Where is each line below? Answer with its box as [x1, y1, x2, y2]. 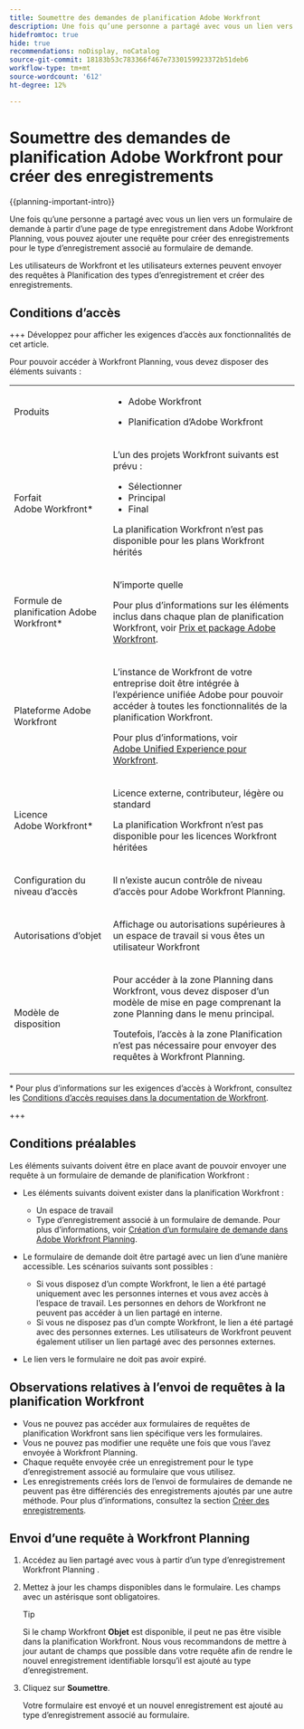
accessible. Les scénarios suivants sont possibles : [22, 1260, 214, 1272]
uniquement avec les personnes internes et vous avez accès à [35, 1287, 269, 1299]
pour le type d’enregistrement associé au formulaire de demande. [9, 242, 253, 253]
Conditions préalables [9, 1136, 137, 1151]
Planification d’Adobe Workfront [128, 416, 264, 428]
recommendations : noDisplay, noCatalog [9, 47, 160, 56]
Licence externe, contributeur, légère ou [112, 787, 284, 799]
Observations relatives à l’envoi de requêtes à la [9, 1380, 286, 1395]
